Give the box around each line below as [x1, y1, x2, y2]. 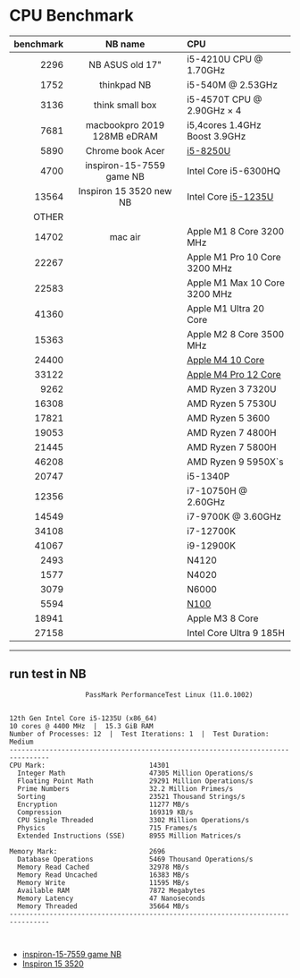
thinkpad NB [99, 78, 152, 90]
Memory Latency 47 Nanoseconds [17, 894, 205, 903]
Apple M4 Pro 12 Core [187, 368, 281, 380]
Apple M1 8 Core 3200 [187, 225, 285, 237]
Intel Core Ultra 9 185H [187, 626, 286, 639]
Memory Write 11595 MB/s [17, 878, 190, 887]
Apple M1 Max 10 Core [187, 276, 286, 289]
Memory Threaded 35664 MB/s [17, 901, 190, 911]
